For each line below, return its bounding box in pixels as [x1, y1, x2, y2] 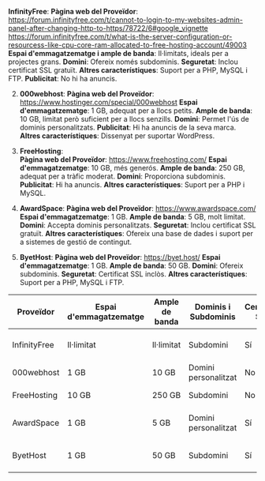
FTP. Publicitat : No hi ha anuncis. [8, 74, 118, 83]
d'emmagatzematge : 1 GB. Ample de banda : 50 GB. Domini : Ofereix [19, 261, 244, 270]
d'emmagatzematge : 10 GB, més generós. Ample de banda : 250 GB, [19, 163, 246, 172]
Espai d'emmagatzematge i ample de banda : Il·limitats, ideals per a [8, 49, 229, 58]
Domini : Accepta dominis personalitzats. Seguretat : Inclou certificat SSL [19, 220, 256, 230]
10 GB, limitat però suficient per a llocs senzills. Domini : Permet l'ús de [19, 115, 250, 123]
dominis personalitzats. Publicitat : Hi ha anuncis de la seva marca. [19, 122, 237, 132]
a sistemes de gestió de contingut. [19, 237, 132, 246]
